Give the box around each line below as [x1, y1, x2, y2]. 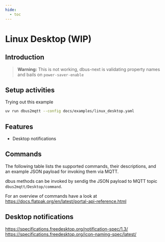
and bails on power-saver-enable [17, 72, 84, 78]
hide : [5, 7, 16, 12]
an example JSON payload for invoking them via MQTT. [5, 168, 119, 174]
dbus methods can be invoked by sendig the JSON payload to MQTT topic [5, 178, 158, 184]
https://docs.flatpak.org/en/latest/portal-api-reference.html [5, 198, 127, 204]
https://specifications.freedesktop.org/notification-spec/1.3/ [5, 226, 128, 232]
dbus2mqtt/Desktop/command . [5, 183, 63, 189]
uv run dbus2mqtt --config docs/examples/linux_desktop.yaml [5, 109, 135, 114]
